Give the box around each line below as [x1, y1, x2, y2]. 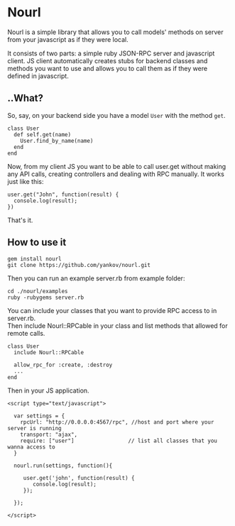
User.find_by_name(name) [20, 137, 94, 144]
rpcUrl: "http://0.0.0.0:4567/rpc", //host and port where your [20, 418, 214, 426]
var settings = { [13, 412, 65, 420]
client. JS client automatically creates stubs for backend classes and [7, 56, 208, 65]
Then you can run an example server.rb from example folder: [7, 274, 185, 283]
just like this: [7, 177, 44, 185]
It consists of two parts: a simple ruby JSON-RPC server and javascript [7, 49, 215, 57]
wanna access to [7, 443, 55, 451]
